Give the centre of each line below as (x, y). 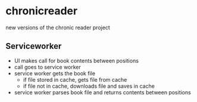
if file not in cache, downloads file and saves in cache (89, 86)
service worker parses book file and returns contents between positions (102, 92)
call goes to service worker (48, 67)
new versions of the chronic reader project (58, 27)
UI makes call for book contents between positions (76, 60)
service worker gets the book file (55, 73)
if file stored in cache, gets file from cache (75, 79)
